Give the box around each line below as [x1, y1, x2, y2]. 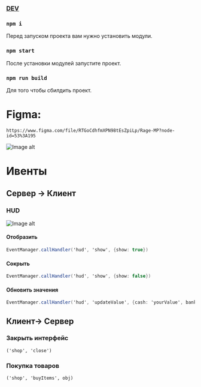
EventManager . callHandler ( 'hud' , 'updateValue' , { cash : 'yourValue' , [6, 299, 184, 305]
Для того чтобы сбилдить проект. [6, 87, 92, 94]
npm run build [6, 74, 47, 82]
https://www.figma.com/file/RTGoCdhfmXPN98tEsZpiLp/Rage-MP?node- [6, 128, 175, 134]
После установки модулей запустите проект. [6, 59, 121, 67]
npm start [6, 47, 35, 55]
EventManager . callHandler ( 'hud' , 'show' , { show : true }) [6, 247, 148, 253]
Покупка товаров [6, 361, 60, 370]
